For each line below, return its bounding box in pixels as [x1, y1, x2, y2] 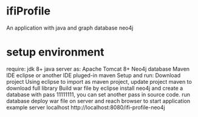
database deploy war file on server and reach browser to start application [6, 97, 190, 104]
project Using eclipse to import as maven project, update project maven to [6, 78, 193, 85]
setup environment [6, 45, 104, 59]
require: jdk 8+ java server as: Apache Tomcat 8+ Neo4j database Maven [6, 65, 190, 72]
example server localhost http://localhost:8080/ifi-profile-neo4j [6, 104, 165, 111]
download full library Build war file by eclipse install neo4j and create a [6, 84, 183, 92]
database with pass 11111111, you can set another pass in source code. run [6, 90, 190, 98]
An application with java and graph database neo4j [6, 24, 134, 31]
